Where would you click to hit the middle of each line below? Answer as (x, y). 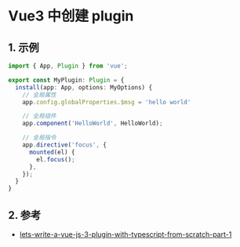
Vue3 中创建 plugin (71, 16)
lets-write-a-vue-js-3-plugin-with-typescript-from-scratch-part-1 (125, 234)
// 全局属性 (39, 95)
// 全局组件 (39, 116)
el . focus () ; (56, 159)
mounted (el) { (52, 152)
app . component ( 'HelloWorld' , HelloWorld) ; (93, 123)
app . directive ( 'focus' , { (65, 145)
